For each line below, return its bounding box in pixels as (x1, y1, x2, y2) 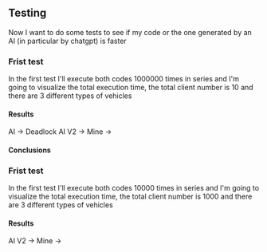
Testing (8, 6, 47, 20)
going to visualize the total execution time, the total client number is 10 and (8, 83, 253, 93)
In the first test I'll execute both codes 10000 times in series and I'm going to (8, 183, 260, 193)
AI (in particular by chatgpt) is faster (8, 36, 128, 45)
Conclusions (8, 145, 52, 155)
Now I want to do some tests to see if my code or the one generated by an (8, 27, 253, 37)
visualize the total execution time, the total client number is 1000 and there (8, 191, 253, 202)
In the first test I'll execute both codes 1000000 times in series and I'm (8, 74, 239, 84)
